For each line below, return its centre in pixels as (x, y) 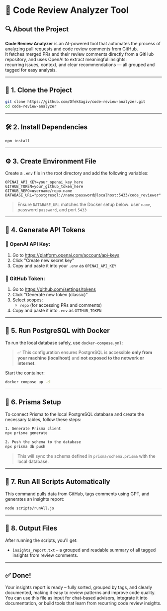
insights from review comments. (45, 555)
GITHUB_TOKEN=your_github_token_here (44, 187)
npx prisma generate (27, 433)
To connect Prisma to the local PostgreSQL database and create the (75, 414)
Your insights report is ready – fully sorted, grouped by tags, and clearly (79, 587)
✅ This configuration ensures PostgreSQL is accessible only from (85, 352)
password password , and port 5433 (52, 210)
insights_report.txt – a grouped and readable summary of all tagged (84, 550)
